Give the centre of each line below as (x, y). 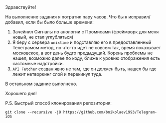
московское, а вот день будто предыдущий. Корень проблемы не (83, 53)
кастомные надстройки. (38, 63)
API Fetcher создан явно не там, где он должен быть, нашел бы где (84, 69)
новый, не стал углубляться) (43, 37)
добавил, (15, 22)
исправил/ (139, 17)
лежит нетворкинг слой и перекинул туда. (57, 74)
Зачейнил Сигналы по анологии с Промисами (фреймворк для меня (85, 32)
